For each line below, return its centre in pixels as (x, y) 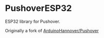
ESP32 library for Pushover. (33, 21)
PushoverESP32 (38, 8)
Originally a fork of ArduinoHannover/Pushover (52, 30)
